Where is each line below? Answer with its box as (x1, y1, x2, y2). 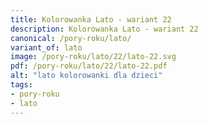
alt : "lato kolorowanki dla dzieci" (10, 71, 163, 81)
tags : (10, 80, 33, 90)
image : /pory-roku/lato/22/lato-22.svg (10, 52, 177, 62)
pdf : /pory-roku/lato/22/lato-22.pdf (10, 61, 168, 71)
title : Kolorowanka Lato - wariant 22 (10, 14, 172, 25)
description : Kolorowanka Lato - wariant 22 (10, 24, 199, 34)
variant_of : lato (10, 42, 83, 53)
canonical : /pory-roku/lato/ (10, 33, 132, 43)
